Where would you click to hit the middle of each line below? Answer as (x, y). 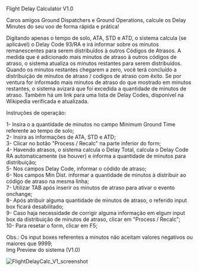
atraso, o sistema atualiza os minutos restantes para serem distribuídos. (94, 63)
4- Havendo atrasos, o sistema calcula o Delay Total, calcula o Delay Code (97, 149)
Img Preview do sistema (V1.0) (43, 250)
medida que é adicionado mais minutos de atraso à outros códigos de (91, 57)
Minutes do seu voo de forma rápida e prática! (63, 27)
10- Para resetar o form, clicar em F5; (52, 225)
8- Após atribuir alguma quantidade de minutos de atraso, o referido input (97, 200)
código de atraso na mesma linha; (48, 181)
